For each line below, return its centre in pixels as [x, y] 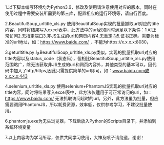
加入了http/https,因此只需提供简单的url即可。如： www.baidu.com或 [82, 71]
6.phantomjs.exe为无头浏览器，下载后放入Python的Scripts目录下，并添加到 [81, 121]
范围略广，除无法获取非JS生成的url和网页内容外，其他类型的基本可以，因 [79, 64]
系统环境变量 [18, 127]
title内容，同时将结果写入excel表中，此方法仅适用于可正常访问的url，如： [79, 92]
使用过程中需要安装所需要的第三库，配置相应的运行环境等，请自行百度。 [78, 13]
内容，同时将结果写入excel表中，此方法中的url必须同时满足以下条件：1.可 [79, 30]
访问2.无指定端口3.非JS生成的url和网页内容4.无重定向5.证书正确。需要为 [82, 36]
